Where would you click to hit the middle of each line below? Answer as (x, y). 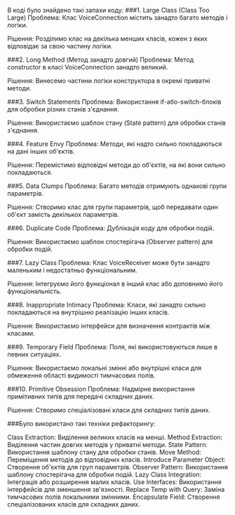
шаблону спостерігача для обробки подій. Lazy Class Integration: (105, 474)
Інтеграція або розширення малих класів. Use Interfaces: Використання (115, 482)
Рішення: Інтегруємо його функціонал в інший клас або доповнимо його (115, 284)
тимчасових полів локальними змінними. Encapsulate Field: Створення (114, 497)
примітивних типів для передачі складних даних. (81, 396)
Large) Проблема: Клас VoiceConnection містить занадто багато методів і (117, 18)
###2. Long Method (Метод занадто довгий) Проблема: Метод (101, 60)
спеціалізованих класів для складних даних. (74, 504)
